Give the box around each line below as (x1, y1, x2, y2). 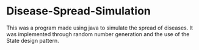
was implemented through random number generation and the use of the (6, 30, 190, 37)
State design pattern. (6, 37, 59, 44)
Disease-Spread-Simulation (6, 4, 151, 18)
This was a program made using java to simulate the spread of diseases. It (6, 24, 194, 31)
